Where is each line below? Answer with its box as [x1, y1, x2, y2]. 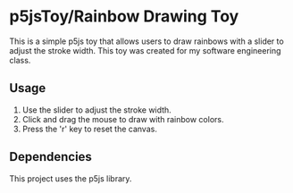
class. [9, 55, 31, 65]
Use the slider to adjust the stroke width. [21, 105, 172, 115]
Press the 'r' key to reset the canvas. [21, 123, 158, 134]
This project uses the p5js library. [9, 172, 132, 184]
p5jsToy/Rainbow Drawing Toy [9, 6, 239, 27]
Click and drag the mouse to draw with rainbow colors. [21, 113, 224, 124]
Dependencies [9, 149, 92, 164]
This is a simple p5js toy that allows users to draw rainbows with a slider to [9, 36, 284, 46]
